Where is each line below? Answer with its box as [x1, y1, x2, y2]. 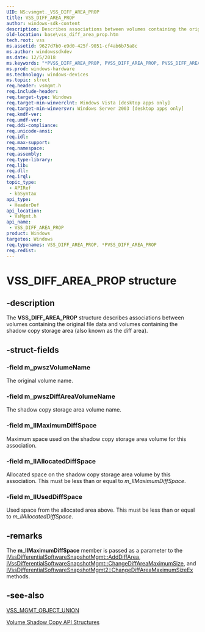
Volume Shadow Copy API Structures [6, 618, 100, 626]
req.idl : [6, 134, 29, 140]
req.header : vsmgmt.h [6, 83, 62, 89]
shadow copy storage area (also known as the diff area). [6, 327, 148, 335]
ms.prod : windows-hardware [6, 65, 75, 72]
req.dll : [6, 168, 29, 174]
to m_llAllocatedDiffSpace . [6, 513, 73, 520]
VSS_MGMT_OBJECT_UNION [6, 606, 79, 614]
